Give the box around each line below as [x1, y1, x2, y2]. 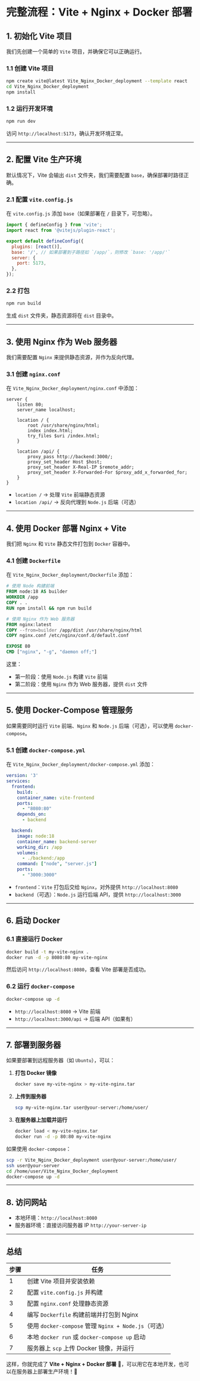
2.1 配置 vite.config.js [6, 195, 73, 203]
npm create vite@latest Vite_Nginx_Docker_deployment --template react [6, 78, 187, 84]
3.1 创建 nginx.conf [6, 370, 61, 378]
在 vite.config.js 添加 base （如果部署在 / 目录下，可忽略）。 [6, 210, 156, 217]
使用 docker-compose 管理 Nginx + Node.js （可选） [27, 1322, 168, 1330]
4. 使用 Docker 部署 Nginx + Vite [6, 523, 127, 533]
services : [6, 778, 31, 784]
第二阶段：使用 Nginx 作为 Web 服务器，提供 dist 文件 [14, 680, 148, 688]
